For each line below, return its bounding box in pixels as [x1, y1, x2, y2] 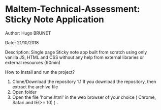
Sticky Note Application [5, 14, 104, 25]
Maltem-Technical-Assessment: [5, 3, 140, 15]
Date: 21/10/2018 [5, 39, 39, 45]
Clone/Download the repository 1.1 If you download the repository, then [12, 79, 157, 84]
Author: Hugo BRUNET [5, 30, 51, 36]
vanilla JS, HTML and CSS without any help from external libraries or [5, 54, 144, 60]
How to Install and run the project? [5, 69, 75, 75]
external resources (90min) [5, 59, 61, 65]
